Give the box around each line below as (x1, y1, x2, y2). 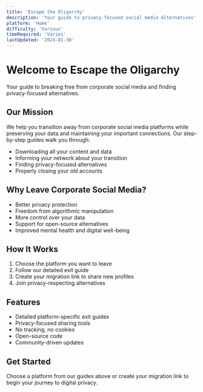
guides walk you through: (27, 136, 90, 143)
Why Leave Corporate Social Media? (6, 185, 147, 195)
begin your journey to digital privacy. (6, 379, 98, 386)
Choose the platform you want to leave (15, 260, 112, 267)
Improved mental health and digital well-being (15, 227, 130, 234)
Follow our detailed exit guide (15, 267, 89, 274)
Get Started (6, 356, 51, 367)
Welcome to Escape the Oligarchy (6, 63, 180, 77)
